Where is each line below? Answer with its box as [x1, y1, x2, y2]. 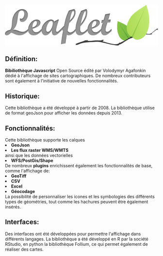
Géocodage [11, 188, 35, 194]
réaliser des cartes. [5, 246, 44, 252]
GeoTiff [11, 173, 27, 179]
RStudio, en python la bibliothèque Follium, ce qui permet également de [5, 241, 148, 247]
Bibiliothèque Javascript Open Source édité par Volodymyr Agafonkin [5, 68, 146, 74]
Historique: [5, 92, 40, 100]
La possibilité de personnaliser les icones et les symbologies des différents [5, 193, 155, 199]
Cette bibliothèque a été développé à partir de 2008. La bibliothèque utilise [5, 105, 155, 111]
